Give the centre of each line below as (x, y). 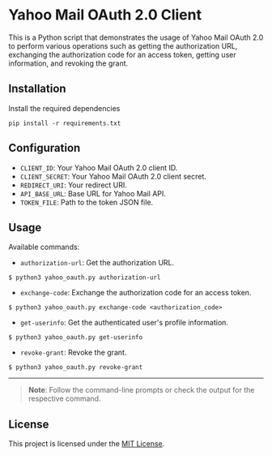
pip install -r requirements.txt (65, 123)
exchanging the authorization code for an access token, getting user (122, 54)
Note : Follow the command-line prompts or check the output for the (141, 390)
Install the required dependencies (64, 108)
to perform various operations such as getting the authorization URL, (123, 45)
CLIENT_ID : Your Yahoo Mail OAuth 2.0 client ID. (99, 167)
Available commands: (44, 247)
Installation (37, 89)
